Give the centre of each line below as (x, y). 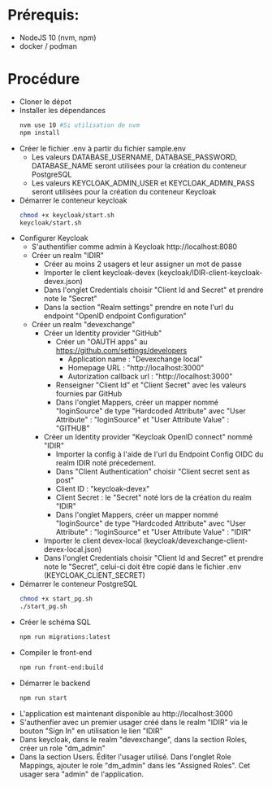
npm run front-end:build (61, 667)
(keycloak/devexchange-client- (196, 541)
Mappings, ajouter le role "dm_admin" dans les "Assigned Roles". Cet (135, 765)
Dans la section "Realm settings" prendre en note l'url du (139, 308)
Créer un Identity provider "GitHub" (103, 333)
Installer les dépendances (63, 110)
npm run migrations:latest (65, 637)
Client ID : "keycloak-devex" (103, 489)
